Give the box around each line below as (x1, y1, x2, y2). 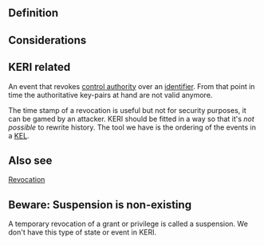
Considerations (8, 33, 87, 47)
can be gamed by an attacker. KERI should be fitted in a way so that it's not (8, 114, 255, 123)
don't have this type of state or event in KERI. (8, 227, 157, 237)
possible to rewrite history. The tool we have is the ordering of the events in (8, 122, 257, 132)
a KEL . (8, 130, 30, 140)
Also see (8, 154, 53, 167)
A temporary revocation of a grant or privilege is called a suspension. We (8, 219, 249, 229)
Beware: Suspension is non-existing (8, 198, 192, 212)
